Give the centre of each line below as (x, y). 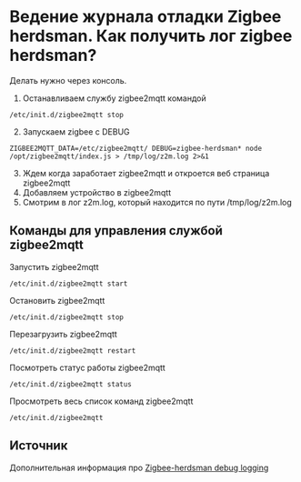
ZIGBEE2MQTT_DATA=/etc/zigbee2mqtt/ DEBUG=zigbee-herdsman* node (135, 148)
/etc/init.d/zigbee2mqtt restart (73, 351)
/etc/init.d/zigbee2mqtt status (70, 384)
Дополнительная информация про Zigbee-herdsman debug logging (139, 467)
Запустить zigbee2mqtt (54, 266)
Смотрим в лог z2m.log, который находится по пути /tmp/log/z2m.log (157, 202)
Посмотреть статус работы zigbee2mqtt (87, 367)
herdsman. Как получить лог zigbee (151, 36)
